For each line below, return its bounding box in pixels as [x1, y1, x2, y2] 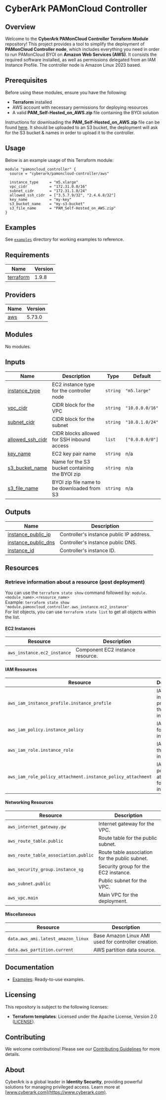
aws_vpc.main [7, 895, 39, 901]
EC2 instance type [51, 381, 95, 388]
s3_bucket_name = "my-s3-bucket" [9, 201, 85, 206]
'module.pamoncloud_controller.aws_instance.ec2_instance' [5, 604, 129, 610]
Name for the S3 [51, 458, 90, 465]
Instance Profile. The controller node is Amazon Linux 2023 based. [5, 62, 141, 68]
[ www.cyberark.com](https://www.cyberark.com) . [5, 1089, 107, 1096]
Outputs [5, 508, 31, 516]
